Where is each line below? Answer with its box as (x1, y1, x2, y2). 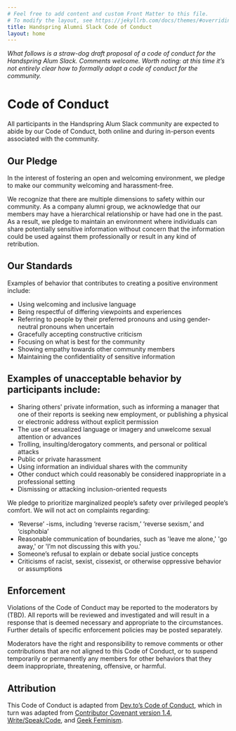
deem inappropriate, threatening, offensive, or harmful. (7, 662, 166, 670)
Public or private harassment (17, 455, 101, 463)
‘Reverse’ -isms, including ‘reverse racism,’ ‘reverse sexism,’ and (17, 519, 204, 528)
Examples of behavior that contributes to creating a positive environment (7, 279, 218, 287)
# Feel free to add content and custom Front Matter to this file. (7, 10, 209, 18)
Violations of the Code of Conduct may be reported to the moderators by (7, 604, 218, 612)
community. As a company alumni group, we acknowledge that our (7, 202, 201, 211)
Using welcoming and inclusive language (17, 300, 136, 308)
